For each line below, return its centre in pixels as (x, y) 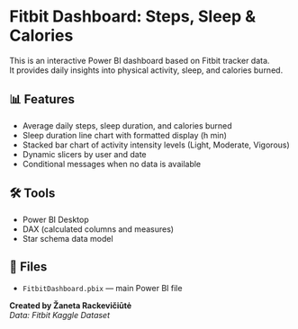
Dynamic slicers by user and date (84, 154)
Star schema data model (68, 238)
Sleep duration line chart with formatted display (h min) (125, 135)
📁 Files (28, 267)
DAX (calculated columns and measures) (98, 229)
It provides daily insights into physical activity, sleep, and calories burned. (146, 70)
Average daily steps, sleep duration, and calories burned (127, 125)
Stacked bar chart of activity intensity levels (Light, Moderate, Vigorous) (156, 145)
